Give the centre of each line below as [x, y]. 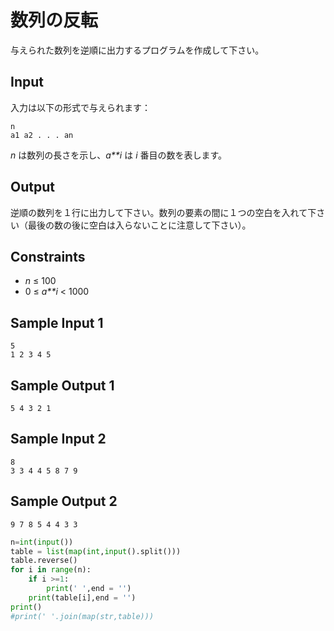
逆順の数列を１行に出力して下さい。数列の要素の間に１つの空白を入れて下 [163, 212]
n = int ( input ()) [42, 542]
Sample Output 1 [62, 385]
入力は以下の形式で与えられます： [80, 107]
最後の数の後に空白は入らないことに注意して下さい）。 [139, 225]
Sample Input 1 [57, 322]
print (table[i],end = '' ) [82, 597]
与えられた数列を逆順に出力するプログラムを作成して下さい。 [137, 50]
